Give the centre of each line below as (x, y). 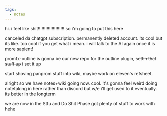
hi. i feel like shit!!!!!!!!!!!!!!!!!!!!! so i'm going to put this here (64, 28)
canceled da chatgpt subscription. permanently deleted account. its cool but (84, 38)
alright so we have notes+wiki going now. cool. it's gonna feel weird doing (81, 83)
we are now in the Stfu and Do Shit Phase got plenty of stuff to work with (80, 103)
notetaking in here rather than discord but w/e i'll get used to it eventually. (81, 88)
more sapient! (19, 49)
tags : (11, 10)
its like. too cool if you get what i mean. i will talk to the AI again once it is (80, 43)
